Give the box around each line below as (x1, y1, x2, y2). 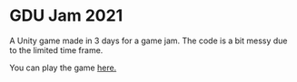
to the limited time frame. (9, 44, 104, 55)
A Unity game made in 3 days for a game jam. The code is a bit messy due (9, 35, 288, 46)
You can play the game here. (9, 62, 117, 73)
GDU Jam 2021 (9, 5, 124, 26)
